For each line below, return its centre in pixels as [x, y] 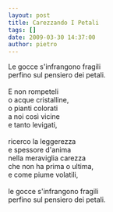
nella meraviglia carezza [47, 158]
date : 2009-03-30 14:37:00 [52, 37]
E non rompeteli [34, 92]
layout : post [29, 15]
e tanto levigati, [33, 125]
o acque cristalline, [39, 100]
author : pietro [33, 45]
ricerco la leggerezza [42, 142]
